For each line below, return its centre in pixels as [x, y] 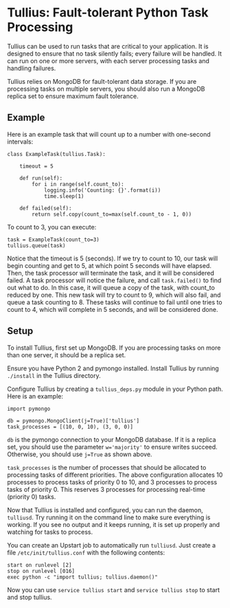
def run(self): [41, 178]
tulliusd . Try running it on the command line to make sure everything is [109, 517]
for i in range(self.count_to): [78, 184]
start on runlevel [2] [39, 565]
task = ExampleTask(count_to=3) [53, 239]
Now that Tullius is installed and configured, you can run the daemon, [105, 510]
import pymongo [29, 409]
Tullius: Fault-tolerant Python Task [108, 13]
